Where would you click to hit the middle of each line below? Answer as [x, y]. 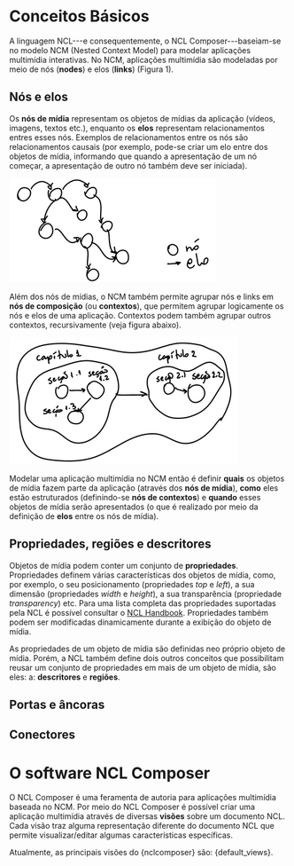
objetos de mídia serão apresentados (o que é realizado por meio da [134, 507]
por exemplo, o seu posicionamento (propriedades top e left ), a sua [132, 584]
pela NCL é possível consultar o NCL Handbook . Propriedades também [139, 612]
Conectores [43, 735]
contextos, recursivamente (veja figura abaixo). [95, 325]
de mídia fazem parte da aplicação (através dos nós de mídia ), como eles [144, 488]
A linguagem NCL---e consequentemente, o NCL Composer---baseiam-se [145, 41]
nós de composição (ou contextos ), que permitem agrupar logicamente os [147, 306]
